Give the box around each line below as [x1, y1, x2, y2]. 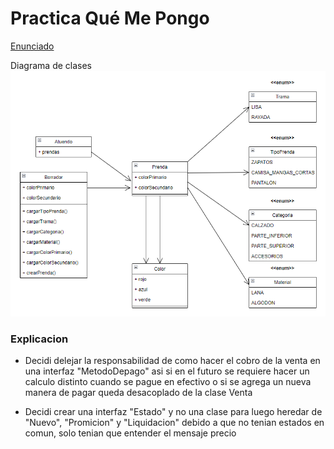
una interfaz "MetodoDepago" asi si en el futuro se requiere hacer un [24, 365, 310, 377]
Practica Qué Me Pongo [10, 7, 210, 30]
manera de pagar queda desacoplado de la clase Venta [24, 387, 253, 399]
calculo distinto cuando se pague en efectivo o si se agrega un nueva [24, 376, 312, 388]
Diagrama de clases [10, 59, 92, 71]
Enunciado [10, 40, 55, 52]
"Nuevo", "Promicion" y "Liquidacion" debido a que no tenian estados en [24, 417, 325, 429]
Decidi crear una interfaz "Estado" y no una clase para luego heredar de [24, 406, 323, 418]
